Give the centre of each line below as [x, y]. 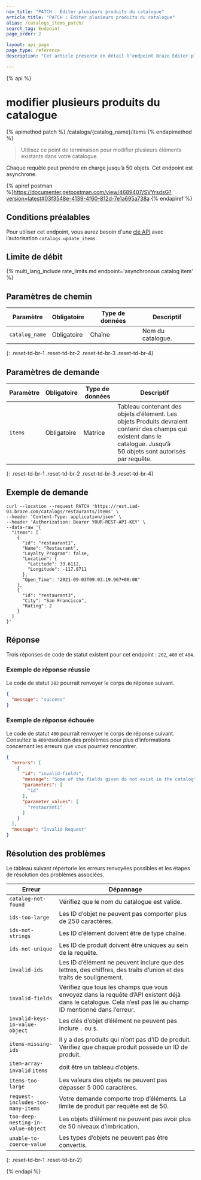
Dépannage [125, 889]
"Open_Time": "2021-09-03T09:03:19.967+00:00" [81, 580]
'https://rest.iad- [116, 506]
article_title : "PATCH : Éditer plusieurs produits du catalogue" [91, 17]
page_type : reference [33, 51]
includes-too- [29, 1102]
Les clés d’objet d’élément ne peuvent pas [118, 1021]
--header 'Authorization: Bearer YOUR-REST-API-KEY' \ [76, 522]
